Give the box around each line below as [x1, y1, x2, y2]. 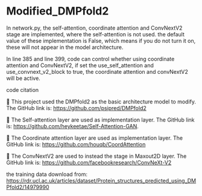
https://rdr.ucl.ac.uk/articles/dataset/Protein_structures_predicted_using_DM [6, 177, 197, 184]
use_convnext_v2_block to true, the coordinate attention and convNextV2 [6, 68, 189, 75]
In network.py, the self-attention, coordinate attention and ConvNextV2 [6, 24, 183, 31]
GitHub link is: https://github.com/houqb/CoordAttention [6, 140, 146, 148]
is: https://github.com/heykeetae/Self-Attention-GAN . [6, 122, 139, 129]
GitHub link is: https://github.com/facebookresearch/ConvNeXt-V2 [6, 158, 172, 166]
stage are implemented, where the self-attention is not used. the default [6, 30, 185, 38]
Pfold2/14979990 [6, 183, 49, 191]
